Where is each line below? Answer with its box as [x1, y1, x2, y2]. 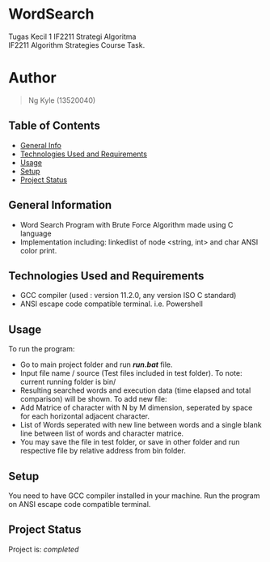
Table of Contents [8, 119, 101, 133]
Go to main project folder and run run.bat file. [19, 360, 173, 369]
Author [8, 69, 57, 87]
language [19, 228, 52, 238]
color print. [19, 245, 57, 255]
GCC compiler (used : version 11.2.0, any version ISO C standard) [19, 291, 237, 300]
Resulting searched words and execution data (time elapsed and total [19, 385, 251, 395]
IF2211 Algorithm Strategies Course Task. [8, 40, 146, 49]
